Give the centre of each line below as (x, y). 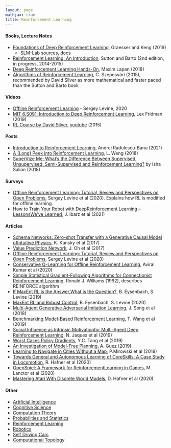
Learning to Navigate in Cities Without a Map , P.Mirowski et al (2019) (85, 351)
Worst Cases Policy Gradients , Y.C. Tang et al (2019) (68, 341)
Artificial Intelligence (34, 401)
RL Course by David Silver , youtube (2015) (57, 125)
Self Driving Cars (31, 434)
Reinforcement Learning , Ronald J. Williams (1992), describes (77, 281)
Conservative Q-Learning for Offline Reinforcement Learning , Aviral (83, 264)
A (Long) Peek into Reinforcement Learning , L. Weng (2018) (76, 153)
